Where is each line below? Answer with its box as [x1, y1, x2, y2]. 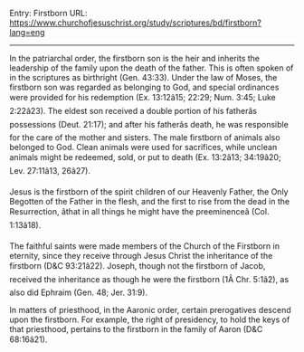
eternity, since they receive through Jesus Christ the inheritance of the [9, 251, 273, 261]
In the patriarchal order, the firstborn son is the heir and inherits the [9, 53, 261, 63]
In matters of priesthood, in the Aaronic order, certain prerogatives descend [9, 305, 291, 315]
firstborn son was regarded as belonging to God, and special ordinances [9, 81, 280, 92]
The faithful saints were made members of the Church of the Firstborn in [9, 241, 280, 252]
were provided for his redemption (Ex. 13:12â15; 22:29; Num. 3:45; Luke [9, 92, 276, 102]
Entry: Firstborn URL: [9, 8, 88, 18]
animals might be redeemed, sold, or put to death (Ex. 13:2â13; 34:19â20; [9, 152, 282, 162]
